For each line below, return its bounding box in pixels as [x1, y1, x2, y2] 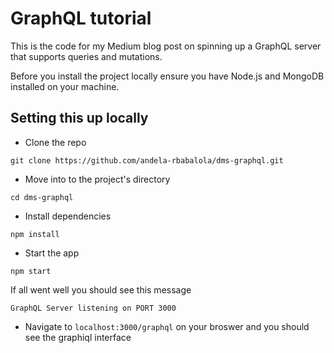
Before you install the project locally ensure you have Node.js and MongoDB [10, 70, 325, 82]
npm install [10, 229, 60, 239]
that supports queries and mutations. [10, 50, 163, 62]
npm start [10, 266, 52, 276]
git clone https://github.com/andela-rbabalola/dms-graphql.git [10, 155, 284, 166]
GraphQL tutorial [10, 7, 152, 30]
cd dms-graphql [10, 192, 74, 202]
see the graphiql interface [24, 331, 132, 343]
